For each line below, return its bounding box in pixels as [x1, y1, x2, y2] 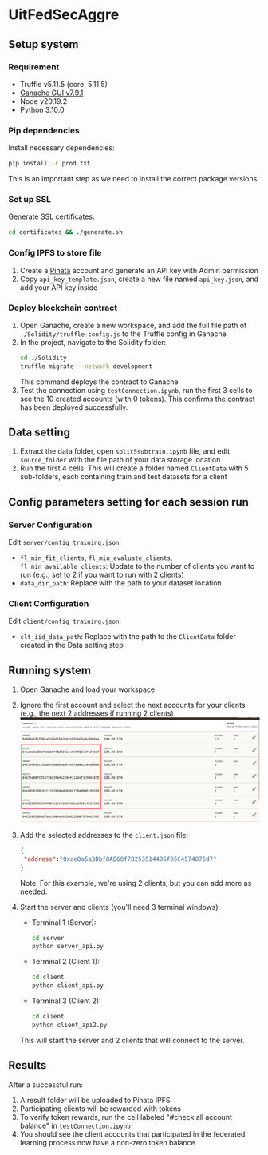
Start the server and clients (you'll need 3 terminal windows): [19, 902, 221, 911]
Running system [8, 663, 92, 677]
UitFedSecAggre [8, 6, 120, 24]
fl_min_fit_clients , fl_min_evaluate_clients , [19, 553, 173, 562]
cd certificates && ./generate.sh [8, 228, 124, 236]
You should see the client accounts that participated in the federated [19, 1129, 246, 1139]
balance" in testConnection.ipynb [19, 1121, 132, 1130]
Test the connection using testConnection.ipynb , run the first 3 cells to [19, 385, 253, 395]
